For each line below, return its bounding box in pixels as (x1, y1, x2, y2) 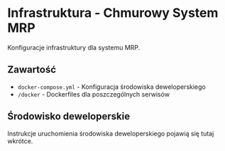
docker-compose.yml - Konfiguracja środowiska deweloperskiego (17, 83, 206, 91)
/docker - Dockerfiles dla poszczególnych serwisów (17, 90, 170, 98)
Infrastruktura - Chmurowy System (7, 5, 219, 21)
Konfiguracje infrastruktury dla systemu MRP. (7, 43, 141, 52)
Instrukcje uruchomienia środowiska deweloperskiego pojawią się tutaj (7, 129, 214, 138)
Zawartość (7, 64, 57, 75)
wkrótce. (7, 136, 33, 145)
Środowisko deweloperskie (7, 111, 130, 123)
